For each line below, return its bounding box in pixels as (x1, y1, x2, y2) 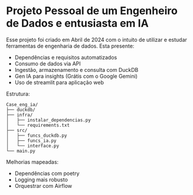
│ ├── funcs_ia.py (6, 137, 57, 144)
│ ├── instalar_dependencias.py (6, 117, 91, 123)
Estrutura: (6, 90, 30, 97)
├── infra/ (6, 112, 33, 118)
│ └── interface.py (6, 143, 60, 148)
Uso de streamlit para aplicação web (14, 78, 104, 86)
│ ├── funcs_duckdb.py (6, 133, 67, 138)
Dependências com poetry (14, 170, 80, 177)
